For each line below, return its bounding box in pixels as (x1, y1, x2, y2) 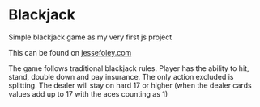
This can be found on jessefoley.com (8, 47, 132, 57)
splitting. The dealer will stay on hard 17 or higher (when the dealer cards (8, 80, 253, 90)
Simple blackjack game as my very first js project (8, 32, 173, 42)
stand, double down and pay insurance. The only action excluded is (8, 72, 234, 81)
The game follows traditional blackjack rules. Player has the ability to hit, (8, 63, 249, 73)
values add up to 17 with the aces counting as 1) (8, 88, 168, 98)
